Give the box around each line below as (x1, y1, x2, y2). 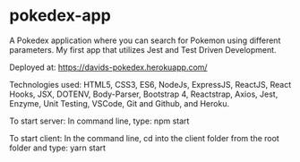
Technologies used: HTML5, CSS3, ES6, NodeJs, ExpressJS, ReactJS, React (9, 79, 292, 90)
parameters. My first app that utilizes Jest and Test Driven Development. (9, 44, 277, 55)
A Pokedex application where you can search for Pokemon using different (9, 35, 281, 46)
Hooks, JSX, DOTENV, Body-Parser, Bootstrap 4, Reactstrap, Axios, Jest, (9, 89, 279, 99)
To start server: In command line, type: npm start (9, 115, 190, 126)
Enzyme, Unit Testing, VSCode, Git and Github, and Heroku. (9, 98, 230, 108)
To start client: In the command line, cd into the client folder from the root (9, 132, 279, 143)
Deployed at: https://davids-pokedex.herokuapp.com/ (9, 62, 208, 72)
